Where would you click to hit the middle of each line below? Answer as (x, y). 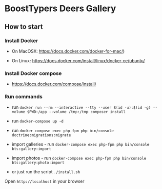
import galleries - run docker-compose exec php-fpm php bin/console (81, 144)
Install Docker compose (33, 73)
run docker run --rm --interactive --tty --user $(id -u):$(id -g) (81, 107)
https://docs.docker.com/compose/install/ (54, 84)
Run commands (23, 97)
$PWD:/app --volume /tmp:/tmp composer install (76, 112)
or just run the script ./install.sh (46, 172)
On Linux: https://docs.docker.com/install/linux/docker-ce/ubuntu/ (78, 60)
